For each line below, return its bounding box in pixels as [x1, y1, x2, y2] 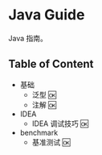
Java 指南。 [8, 33, 48, 43]
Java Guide [8, 6, 85, 24]
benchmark [19, 128, 59, 137]
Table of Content [8, 57, 94, 71]
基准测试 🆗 [31, 137, 71, 147]
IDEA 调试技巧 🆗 [31, 119, 88, 128]
